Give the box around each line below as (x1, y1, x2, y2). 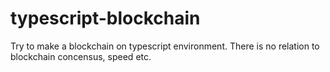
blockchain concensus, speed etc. (10, 50, 152, 62)
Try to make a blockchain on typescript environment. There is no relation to (10, 40, 320, 52)
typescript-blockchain (10, 7, 201, 30)
